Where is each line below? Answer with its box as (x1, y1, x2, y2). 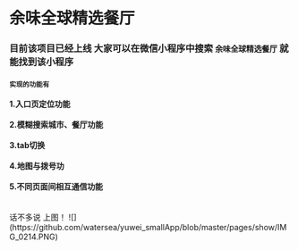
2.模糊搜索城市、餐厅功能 (9, 119, 104, 129)
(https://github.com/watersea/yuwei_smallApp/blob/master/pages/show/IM (9, 222, 287, 233)
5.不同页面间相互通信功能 (9, 180, 104, 192)
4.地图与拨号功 (9, 160, 64, 171)
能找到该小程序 (9, 55, 74, 68)
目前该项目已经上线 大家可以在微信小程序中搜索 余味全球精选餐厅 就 (9, 42, 289, 54)
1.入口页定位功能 (9, 98, 71, 109)
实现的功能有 (9, 79, 50, 89)
